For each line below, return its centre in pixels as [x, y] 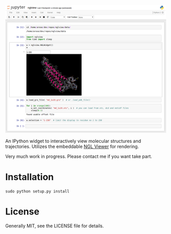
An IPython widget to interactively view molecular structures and [73, 141]
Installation [30, 177]
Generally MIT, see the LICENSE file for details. [55, 226]
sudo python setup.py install [38, 191]
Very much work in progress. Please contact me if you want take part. [79, 156]
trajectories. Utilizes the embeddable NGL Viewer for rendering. [72, 146]
